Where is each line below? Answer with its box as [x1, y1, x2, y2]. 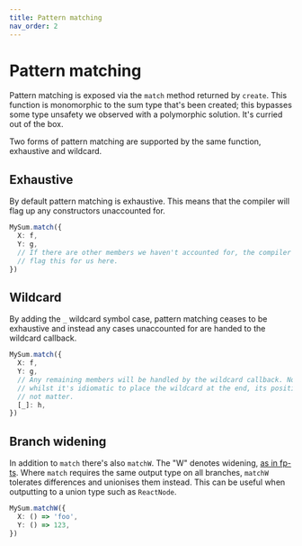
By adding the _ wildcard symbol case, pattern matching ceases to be [9, 314, 268, 324]
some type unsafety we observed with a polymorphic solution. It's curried [9, 109, 283, 120]
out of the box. [9, 119, 64, 130]
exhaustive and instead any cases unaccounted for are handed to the [9, 323, 266, 334]
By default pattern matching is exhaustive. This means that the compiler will [9, 196, 290, 207]
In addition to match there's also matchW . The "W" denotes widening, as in [9, 458, 279, 469]
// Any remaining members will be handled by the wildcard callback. [17, 375, 283, 384]
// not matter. [17, 392, 75, 401]
